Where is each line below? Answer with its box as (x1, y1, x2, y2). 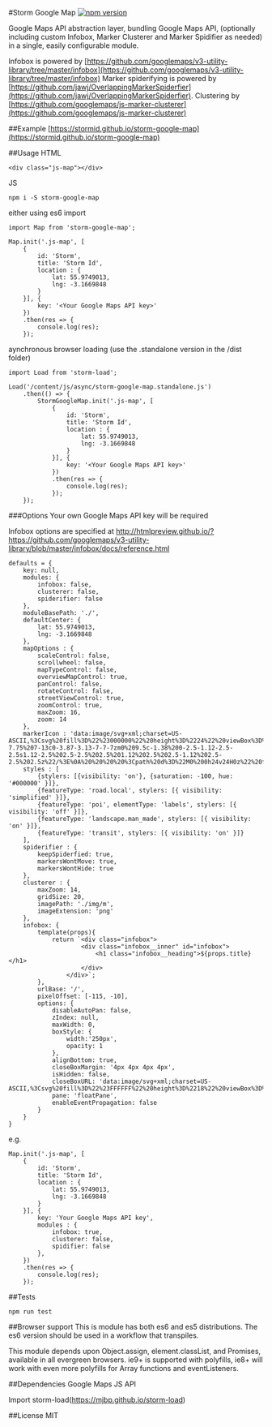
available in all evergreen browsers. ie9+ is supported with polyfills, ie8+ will (8, 1355, 263, 1365)
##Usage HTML (8, 148, 62, 157)
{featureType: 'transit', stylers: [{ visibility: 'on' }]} (37, 829, 244, 837)
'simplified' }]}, (8, 793, 70, 802)
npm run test (8, 1308, 53, 1316)
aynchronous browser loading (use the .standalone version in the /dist (8, 345, 242, 354)
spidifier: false (51, 1242, 111, 1250)
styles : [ (23, 765, 60, 773)
